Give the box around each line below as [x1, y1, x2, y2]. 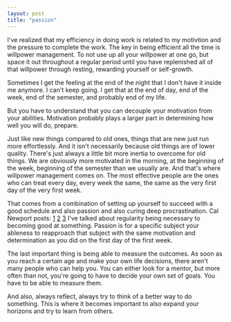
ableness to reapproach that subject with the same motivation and [7, 229, 196, 237]
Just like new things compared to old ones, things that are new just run [7, 134, 210, 142]
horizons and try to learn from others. [7, 307, 114, 315]
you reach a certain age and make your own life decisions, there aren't [7, 256, 209, 265]
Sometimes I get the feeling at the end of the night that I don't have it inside [7, 78, 222, 86]
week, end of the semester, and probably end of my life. [7, 93, 167, 101]
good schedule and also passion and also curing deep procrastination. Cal [7, 207, 219, 215]
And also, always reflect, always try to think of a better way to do [7, 292, 192, 301]
